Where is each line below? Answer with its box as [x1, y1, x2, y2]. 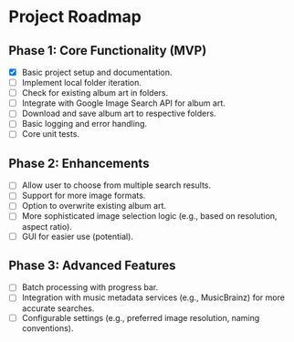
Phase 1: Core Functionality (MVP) [8, 43, 207, 58]
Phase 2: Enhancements [8, 155, 150, 171]
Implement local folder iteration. [21, 78, 142, 88]
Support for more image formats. [21, 190, 146, 202]
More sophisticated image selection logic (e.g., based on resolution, [21, 211, 278, 222]
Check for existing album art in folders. [21, 88, 169, 98]
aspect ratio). [21, 221, 72, 232]
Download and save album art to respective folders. [21, 108, 216, 119]
